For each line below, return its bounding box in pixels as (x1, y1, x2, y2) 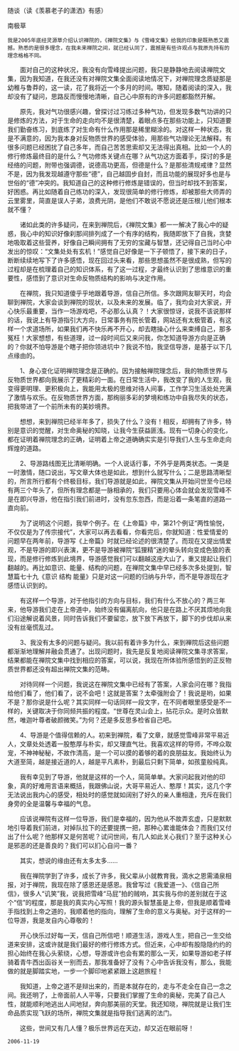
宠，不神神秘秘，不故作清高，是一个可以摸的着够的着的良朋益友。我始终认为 (7, 749, 232, 757)
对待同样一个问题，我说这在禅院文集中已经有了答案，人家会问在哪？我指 (19, 680, 232, 688)
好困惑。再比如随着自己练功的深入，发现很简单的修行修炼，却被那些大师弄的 (7, 187, 232, 196)
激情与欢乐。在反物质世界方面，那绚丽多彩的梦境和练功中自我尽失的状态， (13, 393, 232, 401)
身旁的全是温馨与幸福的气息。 (7, 799, 95, 807)
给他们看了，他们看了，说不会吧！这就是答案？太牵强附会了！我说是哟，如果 (7, 689, 232, 697)
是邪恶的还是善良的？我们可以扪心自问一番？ (7, 842, 139, 849)
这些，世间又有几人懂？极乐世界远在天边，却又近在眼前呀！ (19, 1024, 194, 1032)
